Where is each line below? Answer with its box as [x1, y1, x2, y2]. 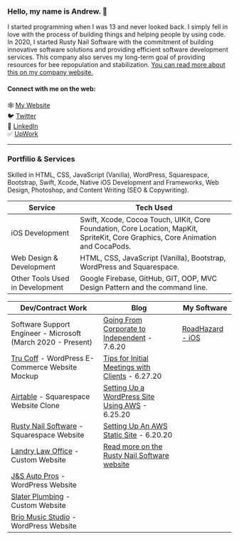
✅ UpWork [7, 129, 38, 138]
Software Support [11, 319, 70, 329]
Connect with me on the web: [7, 84, 96, 93]
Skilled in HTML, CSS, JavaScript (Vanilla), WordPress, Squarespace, [7, 170, 210, 179]
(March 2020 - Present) [11, 337, 92, 347]
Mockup [11, 371, 39, 381]
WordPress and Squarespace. [80, 262, 180, 272]
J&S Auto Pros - [11, 471, 66, 481]
